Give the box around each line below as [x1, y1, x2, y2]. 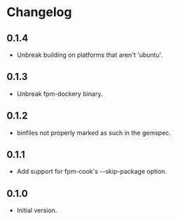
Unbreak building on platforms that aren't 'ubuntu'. [16, 50, 163, 59]
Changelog [6, 4, 72, 20]
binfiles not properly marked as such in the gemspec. [16, 128, 171, 137]
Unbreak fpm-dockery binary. [16, 89, 103, 98]
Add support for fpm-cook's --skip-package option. [16, 167, 167, 176]
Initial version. [16, 206, 57, 214]
